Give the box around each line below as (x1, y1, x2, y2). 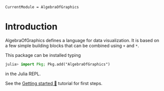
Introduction (5, 21, 58, 32)
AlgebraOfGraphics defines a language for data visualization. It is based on (5, 37, 160, 43)
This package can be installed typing (5, 52, 81, 58)
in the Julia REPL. (5, 71, 41, 77)
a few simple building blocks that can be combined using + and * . (5, 43, 140, 48)
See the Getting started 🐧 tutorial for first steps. (5, 80, 103, 86)
